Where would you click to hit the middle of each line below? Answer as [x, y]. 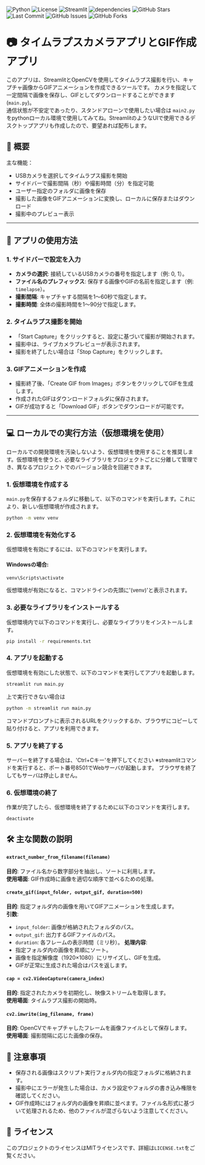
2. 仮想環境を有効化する [41, 535]
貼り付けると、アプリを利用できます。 [54, 728]
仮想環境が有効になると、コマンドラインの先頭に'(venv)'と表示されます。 [99, 590]
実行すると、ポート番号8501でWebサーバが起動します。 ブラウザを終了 [106, 768]
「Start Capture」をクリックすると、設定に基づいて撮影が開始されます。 [106, 336]
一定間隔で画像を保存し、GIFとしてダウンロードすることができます [91, 95]
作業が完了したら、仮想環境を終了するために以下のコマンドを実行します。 [100, 807]
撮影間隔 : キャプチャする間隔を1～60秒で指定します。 [82, 297]
